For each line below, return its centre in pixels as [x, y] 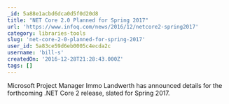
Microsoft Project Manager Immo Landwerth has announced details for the [115, 85]
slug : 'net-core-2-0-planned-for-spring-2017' [76, 40]
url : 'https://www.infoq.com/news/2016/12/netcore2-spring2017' [103, 27]
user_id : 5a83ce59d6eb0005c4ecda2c [59, 46]
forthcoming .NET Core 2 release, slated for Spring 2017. [89, 93]
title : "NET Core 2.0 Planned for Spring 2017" [78, 20]
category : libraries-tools [47, 33]
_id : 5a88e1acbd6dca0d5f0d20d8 [53, 14]
